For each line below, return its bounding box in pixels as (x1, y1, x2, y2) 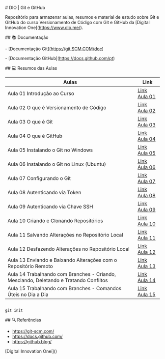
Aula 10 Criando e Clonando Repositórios (7, 217, 103, 224)
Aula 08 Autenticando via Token (7, 189, 82, 196)
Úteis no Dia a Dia (7, 291, 49, 298)
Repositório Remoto (7, 263, 53, 269)
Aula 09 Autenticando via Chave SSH (7, 203, 93, 210)
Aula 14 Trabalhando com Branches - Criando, (7, 271, 116, 277)
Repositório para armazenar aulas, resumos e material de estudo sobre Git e (5, 14, 160, 20)
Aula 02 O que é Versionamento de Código (7, 104, 107, 111)
